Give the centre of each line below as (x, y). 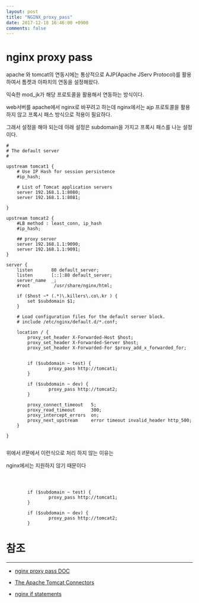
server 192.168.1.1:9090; (49, 244)
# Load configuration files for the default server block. (91, 317)
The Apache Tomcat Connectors (54, 583)
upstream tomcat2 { (30, 219)
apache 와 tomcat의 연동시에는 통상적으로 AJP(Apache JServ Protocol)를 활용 (99, 75)
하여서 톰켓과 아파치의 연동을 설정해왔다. (53, 82)
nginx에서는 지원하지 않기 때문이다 (46, 466)
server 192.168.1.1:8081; (49, 198)
